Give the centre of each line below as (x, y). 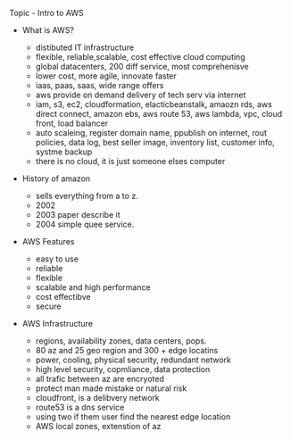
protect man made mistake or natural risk (111, 388)
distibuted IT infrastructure (85, 47)
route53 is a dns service (80, 407)
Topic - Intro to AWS (47, 13)
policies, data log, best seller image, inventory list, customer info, (155, 142)
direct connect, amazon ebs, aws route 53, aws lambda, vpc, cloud (159, 114)
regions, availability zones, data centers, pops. (121, 341)
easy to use (57, 259)
